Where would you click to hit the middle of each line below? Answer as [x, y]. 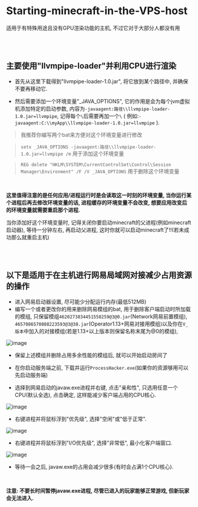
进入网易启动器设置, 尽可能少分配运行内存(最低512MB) [80, 301]
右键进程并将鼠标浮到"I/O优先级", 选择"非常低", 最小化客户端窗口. [93, 443]
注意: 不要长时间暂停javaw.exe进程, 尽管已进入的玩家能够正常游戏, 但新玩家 [98, 490]
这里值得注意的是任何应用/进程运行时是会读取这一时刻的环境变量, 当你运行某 [99, 195]
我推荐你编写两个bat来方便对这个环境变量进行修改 [81, 134]
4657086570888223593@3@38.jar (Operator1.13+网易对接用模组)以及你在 [99, 324]
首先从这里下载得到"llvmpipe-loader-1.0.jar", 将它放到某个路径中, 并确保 [101, 81]
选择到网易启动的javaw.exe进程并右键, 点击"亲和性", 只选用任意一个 [96, 387]
